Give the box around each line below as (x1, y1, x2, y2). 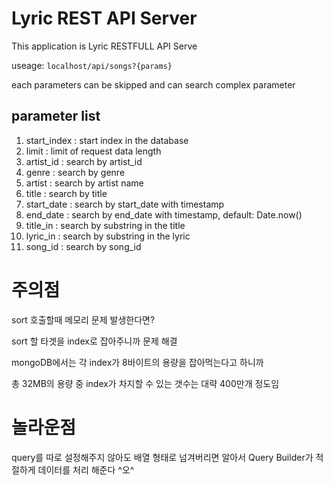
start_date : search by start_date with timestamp (25, 198, 225, 210)
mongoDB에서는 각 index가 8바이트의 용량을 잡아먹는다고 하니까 (11, 356, 264, 368)
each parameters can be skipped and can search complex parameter (11, 78, 296, 91)
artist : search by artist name (25, 177, 144, 189)
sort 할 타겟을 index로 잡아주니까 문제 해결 (11, 335, 178, 347)
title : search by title (25, 187, 108, 199)
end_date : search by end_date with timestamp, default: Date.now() (25, 208, 303, 221)
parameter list (11, 108, 101, 125)
